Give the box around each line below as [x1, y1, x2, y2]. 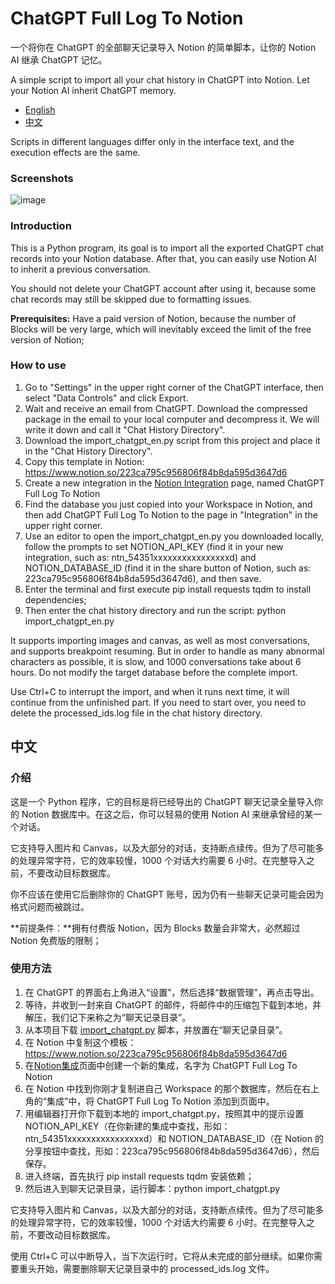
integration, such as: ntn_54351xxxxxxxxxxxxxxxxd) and [24, 551, 257, 563]
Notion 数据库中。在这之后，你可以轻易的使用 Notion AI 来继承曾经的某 [21, 808, 314, 820]
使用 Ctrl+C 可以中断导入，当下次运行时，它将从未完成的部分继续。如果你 [10, 1250, 315, 1262]
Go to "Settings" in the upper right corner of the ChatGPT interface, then [24, 381, 325, 393]
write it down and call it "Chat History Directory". [24, 423, 226, 436]
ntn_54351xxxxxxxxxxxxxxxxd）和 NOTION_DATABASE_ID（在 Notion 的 [24, 1132, 324, 1144]
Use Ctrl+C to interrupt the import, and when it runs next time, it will [10, 685, 290, 697]
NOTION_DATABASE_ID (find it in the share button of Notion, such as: [24, 562, 312, 574]
